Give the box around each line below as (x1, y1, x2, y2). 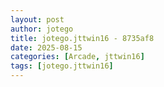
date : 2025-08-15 (10, 42, 83, 53)
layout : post (10, 14, 65, 25)
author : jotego (10, 24, 74, 34)
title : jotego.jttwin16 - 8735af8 (10, 33, 155, 43)
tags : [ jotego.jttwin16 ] (10, 61, 114, 71)
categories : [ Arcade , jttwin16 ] (10, 52, 145, 62)
